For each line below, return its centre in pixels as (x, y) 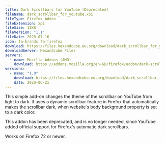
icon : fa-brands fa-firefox (34, 42)
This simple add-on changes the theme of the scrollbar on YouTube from (79, 96)
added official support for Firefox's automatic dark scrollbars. (67, 127)
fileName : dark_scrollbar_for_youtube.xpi (49, 14)
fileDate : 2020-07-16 (27, 37)
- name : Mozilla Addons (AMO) (40, 60)
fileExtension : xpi (25, 23)
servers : (14, 55)
